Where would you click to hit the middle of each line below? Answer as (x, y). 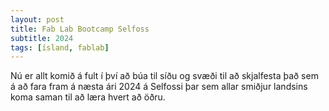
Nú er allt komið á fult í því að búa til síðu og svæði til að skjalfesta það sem (164, 76)
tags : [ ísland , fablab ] (60, 47)
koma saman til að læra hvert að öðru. (88, 97)
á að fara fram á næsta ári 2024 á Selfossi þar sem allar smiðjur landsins (159, 87)
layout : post (37, 19)
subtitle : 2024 (42, 38)
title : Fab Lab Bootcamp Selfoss (80, 29)
